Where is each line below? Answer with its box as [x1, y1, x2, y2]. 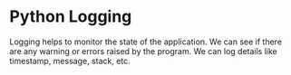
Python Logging [9, 6, 132, 27]
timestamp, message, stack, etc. [9, 55, 131, 66]
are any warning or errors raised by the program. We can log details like [9, 45, 278, 56]
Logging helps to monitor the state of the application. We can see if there [9, 36, 283, 47]
